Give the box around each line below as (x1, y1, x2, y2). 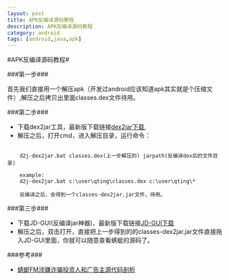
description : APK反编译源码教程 (7, 23, 93, 30)
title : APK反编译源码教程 (7, 17, 74, 23)
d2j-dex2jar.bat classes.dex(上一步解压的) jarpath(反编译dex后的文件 (19, 152, 213, 159)
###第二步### (7, 108, 49, 117)
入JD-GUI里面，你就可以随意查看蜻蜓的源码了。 (17, 236, 154, 245)
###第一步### (7, 70, 49, 79)
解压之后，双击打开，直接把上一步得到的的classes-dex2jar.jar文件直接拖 (17, 228, 223, 236)
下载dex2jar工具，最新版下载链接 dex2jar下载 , (17, 123, 147, 131)
